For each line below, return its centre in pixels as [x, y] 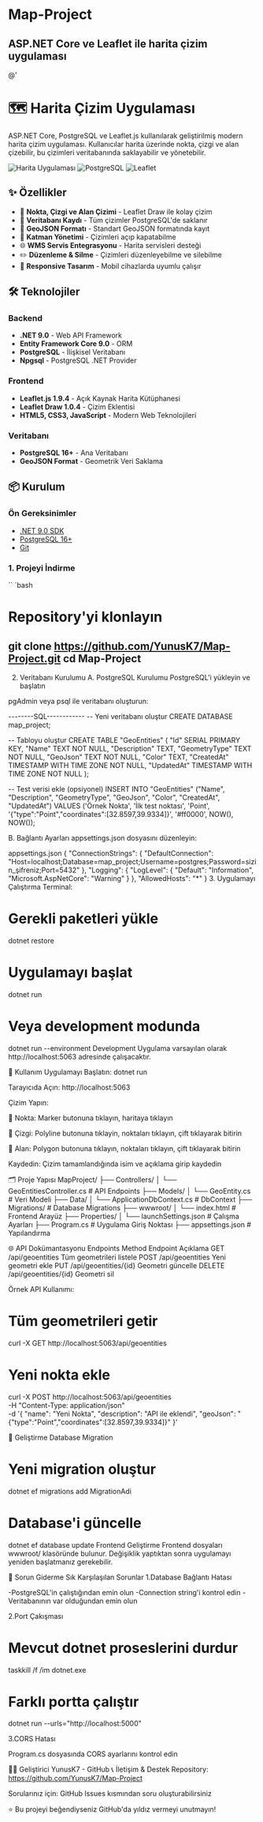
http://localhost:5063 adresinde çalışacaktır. [80, 1056]
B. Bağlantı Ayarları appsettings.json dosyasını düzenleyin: [102, 838]
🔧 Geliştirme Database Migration [61, 1437]
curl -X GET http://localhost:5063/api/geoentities [87, 1343]
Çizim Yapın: [28, 1102]
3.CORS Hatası [32, 1739]
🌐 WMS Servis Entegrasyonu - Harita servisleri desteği [110, 245]
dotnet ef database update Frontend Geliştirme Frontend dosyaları [115, 1545]
